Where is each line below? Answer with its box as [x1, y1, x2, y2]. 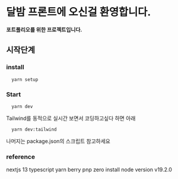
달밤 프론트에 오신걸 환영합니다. [6, 5, 151, 19]
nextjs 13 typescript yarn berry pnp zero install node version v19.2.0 [6, 166, 172, 173]
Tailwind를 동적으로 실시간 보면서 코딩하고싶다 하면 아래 [6, 115, 136, 122]
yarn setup [11, 76, 39, 83]
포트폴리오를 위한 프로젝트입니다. [6, 26, 82, 33]
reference [6, 152, 36, 161]
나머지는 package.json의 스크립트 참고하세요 [6, 137, 111, 145]
